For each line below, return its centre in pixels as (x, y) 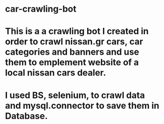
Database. (26, 116)
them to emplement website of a (72, 62)
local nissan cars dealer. (56, 73)
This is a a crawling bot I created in (77, 31)
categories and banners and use (72, 52)
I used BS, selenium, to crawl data (75, 95)
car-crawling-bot (41, 9)
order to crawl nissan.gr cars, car (74, 42)
